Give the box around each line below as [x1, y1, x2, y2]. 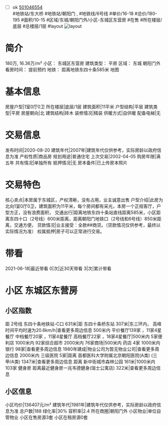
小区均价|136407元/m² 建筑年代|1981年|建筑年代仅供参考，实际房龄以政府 [5, 401, 157, 407]
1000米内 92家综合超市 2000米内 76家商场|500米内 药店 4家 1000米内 [15, 339, 160, 345]
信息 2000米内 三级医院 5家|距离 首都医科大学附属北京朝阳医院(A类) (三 [9, 352, 157, 358]
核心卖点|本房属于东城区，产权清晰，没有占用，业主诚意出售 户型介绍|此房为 [5, 196, 163, 203]
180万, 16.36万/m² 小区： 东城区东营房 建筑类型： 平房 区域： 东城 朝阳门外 [5, 60, 161, 66]
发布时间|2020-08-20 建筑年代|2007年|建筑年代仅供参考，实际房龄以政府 [5, 147, 157, 153]
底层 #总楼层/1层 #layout [12, 23, 64, 29]
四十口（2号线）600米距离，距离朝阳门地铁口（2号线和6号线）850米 [14, 216, 157, 222]
